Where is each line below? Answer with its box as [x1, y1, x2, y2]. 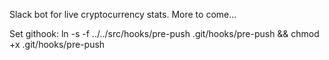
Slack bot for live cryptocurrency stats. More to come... [9, 9, 237, 20]
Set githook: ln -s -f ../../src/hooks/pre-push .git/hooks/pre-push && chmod [9, 28, 320, 39]
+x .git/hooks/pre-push [9, 39, 106, 50]
